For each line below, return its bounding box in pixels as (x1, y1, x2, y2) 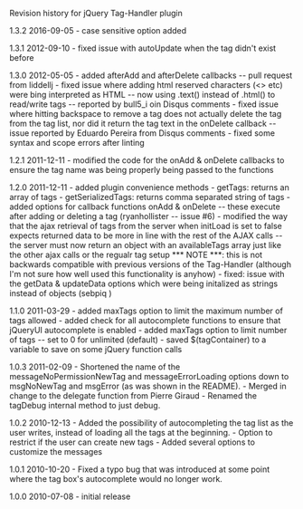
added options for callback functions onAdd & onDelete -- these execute (9, 201, 280, 212)
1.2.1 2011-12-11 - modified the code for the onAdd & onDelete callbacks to (9, 155, 285, 166)
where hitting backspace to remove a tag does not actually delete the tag (9, 109, 282, 119)
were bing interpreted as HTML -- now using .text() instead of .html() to (9, 90, 276, 100)
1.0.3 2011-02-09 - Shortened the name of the (9, 361, 181, 372)
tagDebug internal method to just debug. (9, 400, 161, 410)
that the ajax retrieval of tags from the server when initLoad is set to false (9, 221, 282, 231)
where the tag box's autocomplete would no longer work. (9, 474, 223, 484)
